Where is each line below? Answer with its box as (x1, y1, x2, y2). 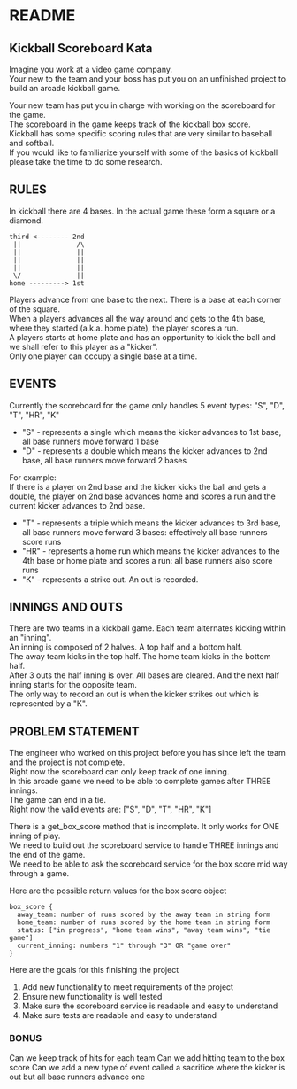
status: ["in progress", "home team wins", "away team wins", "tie (17, 926, 271, 935)
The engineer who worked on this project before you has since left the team (9, 748, 286, 758)
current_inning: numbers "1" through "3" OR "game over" (17, 941, 232, 951)
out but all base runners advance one (9, 1071, 146, 1082)
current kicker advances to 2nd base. (9, 500, 146, 510)
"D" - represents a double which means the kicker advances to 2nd (21, 445, 268, 456)
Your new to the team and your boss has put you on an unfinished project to (9, 74, 286, 84)
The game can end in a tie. (9, 795, 106, 805)
